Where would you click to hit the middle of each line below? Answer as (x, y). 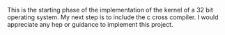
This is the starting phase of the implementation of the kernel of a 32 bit (110, 10)
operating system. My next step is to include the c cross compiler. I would (113, 17)
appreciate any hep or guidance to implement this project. (90, 24)
